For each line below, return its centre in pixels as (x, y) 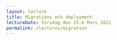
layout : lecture (26, 11)
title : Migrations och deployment (49, 17)
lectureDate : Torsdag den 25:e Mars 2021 (59, 22)
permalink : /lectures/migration (46, 28)
